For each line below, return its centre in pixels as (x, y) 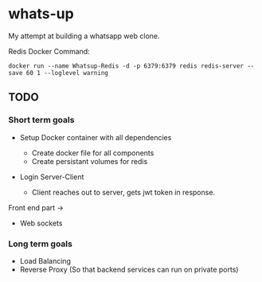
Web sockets (41, 223)
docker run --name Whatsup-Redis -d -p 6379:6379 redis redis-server (126, 66)
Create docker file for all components (93, 153)
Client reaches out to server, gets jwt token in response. (123, 192)
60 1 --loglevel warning (67, 72)
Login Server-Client (52, 177)
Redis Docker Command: (49, 51)
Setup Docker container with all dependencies (96, 137)
